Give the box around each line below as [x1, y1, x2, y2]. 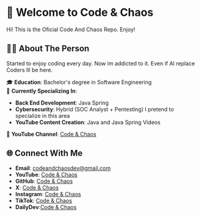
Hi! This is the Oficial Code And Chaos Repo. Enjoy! [6, 26, 136, 33]
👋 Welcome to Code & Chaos [6, 6, 154, 20]
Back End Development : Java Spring [15, 99, 109, 106]
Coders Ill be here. [6, 66, 53, 73]
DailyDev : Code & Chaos [15, 203, 77, 210]
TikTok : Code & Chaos [15, 197, 72, 204]
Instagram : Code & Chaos [15, 190, 81, 197]
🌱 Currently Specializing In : [6, 87, 78, 94]
